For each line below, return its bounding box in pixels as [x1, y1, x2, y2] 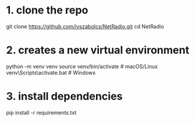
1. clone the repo [6, 4, 88, 17]
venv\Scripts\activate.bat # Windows [6, 69, 96, 76]
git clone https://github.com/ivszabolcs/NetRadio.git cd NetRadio [6, 23, 164, 30]
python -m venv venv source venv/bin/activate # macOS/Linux [6, 63, 158, 70]
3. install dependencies [6, 90, 123, 103]
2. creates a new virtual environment [6, 43, 190, 57]
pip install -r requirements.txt [6, 109, 77, 116]
